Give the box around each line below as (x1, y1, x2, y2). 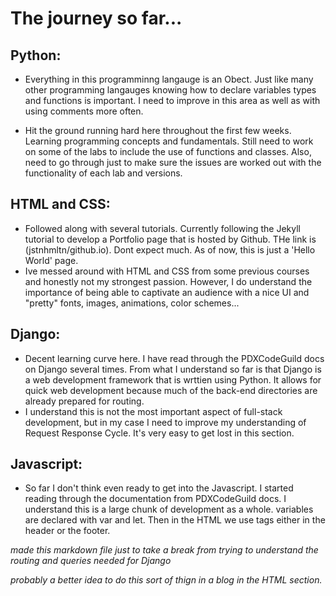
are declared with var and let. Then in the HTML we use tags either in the (24, 514, 326, 526)
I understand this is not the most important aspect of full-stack (24, 405, 283, 417)
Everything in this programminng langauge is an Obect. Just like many (24, 73, 314, 85)
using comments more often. (24, 105, 144, 117)
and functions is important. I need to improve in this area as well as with (24, 95, 321, 106)
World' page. (24, 254, 79, 266)
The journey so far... (10, 7, 183, 30)
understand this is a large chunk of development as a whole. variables (24, 503, 314, 516)
